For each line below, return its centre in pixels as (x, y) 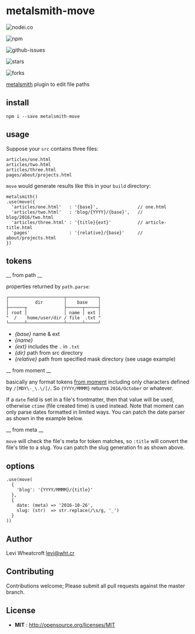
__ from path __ (24, 275)
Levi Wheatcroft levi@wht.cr (41, 553)
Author (19, 539)
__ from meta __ (25, 430)
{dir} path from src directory (49, 353)
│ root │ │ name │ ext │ (53, 313)
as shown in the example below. (45, 418)
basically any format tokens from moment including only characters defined (98, 382)
